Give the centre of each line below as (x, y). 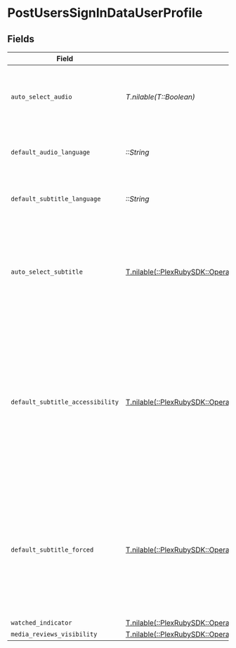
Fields (21, 39)
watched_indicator (41, 623)
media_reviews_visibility (54, 634)
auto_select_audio (41, 97)
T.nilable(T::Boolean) (160, 97)
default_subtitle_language (56, 199)
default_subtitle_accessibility (65, 402)
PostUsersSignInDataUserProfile (105, 13)
